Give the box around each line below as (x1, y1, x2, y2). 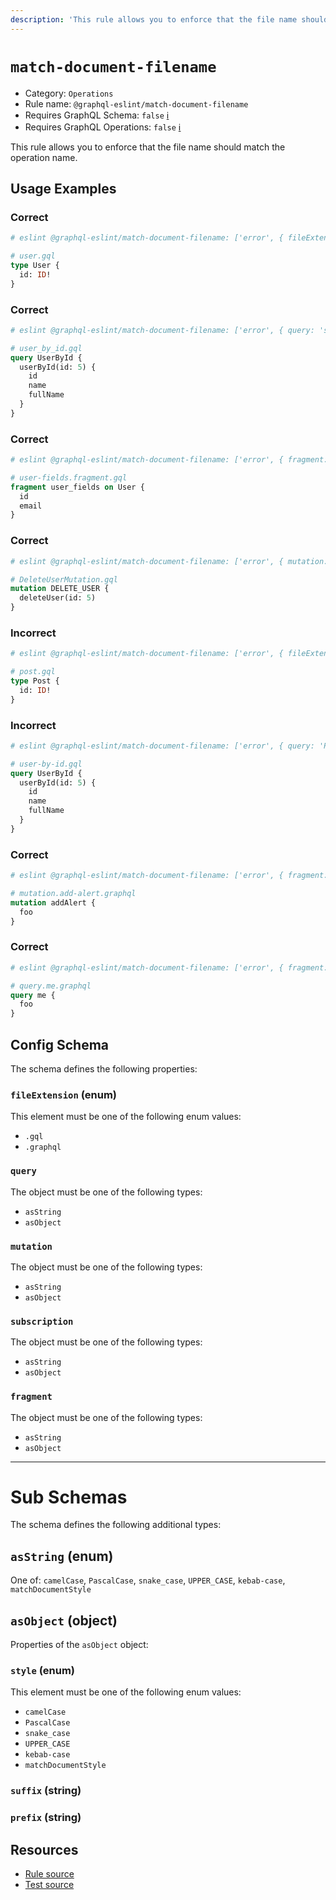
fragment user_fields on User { (10, 482, 145, 492)
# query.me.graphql (10, 981, 92, 991)
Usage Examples (10, 180, 117, 197)
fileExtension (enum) (10, 1087, 118, 1101)
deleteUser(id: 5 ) (19, 593, 97, 603)
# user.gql (10, 251, 56, 261)
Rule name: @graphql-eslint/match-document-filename (24, 97, 249, 110)
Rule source (24, 1868, 75, 1880)
